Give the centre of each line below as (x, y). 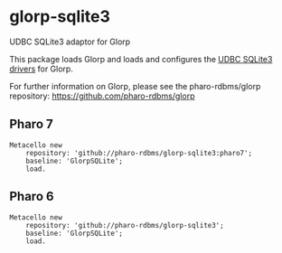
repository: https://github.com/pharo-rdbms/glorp (102, 96)
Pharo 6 (32, 197)
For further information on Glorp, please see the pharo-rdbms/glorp (135, 86)
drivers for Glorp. (42, 69)
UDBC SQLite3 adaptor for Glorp (70, 42)
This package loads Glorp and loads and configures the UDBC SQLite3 (141, 59)
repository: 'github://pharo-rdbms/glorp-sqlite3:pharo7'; (139, 153)
